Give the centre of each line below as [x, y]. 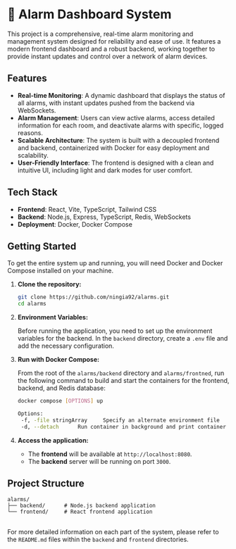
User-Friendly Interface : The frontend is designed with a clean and [116, 163]
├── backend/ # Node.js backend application [82, 506]
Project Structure [46, 484]
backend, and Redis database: [61, 388]
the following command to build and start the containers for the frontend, [123, 381]
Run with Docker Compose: [58, 360]
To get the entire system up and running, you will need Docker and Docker [115, 263]
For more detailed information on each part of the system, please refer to [113, 531]
